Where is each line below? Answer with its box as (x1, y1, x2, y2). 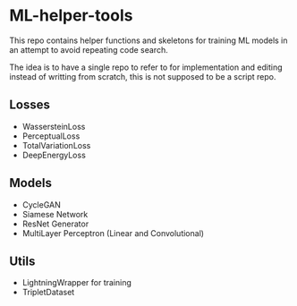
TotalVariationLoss (21, 140, 91, 150)
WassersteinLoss (21, 121, 86, 132)
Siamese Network (21, 208, 89, 219)
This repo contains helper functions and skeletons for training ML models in (9, 35, 288, 46)
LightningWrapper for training (21, 277, 132, 288)
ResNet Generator (21, 218, 89, 229)
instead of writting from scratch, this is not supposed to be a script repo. (9, 71, 276, 81)
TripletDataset (21, 287, 75, 298)
